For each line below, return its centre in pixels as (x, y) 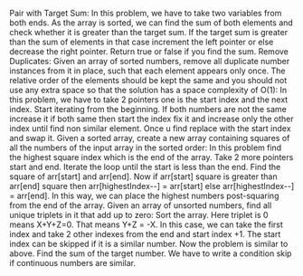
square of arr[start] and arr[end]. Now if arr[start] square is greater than (143, 176)
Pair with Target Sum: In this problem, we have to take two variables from (146, 13)
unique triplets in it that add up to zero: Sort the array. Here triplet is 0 (139, 215)
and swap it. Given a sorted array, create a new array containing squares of (150, 138)
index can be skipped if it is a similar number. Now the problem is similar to (149, 244)
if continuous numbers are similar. (72, 263)
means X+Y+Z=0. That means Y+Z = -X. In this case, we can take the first (146, 224)
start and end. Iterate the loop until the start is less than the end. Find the (145, 167)
